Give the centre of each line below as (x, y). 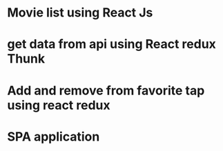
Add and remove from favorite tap (106, 90)
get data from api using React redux (111, 44)
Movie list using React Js (80, 13)
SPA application (54, 137)
